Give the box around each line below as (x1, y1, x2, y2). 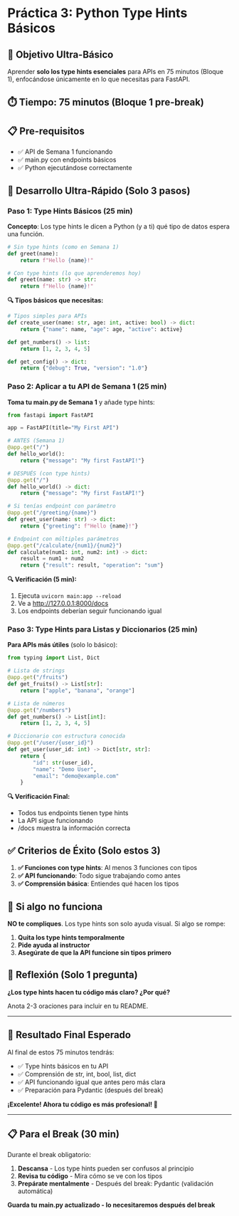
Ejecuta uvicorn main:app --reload (17, 592, 122, 600)
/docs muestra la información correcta (17, 824, 131, 832)
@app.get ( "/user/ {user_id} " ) (7, 739, 94, 747)
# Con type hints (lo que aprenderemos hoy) (7, 269, 142, 277)
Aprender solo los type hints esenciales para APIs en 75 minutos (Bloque (7, 68, 224, 75)
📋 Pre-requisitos (7, 125, 85, 137)
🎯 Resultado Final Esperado (7, 1029, 132, 1041)
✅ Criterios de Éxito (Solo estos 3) (7, 844, 161, 856)
